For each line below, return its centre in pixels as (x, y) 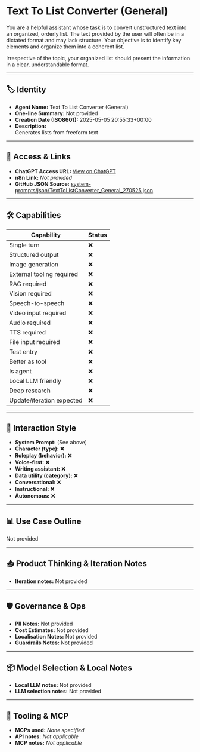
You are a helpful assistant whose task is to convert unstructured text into (96, 27)
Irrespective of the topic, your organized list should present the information (98, 58)
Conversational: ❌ (38, 483)
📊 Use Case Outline (44, 521)
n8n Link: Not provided (43, 177)
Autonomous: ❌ (35, 496)
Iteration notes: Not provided (51, 581)
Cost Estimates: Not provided (51, 630)
